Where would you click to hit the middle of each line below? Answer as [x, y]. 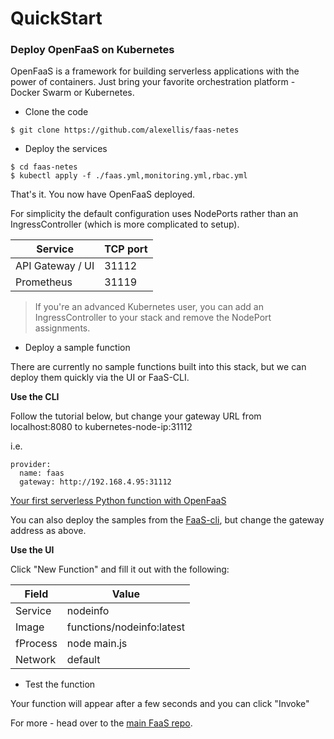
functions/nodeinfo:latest [125, 627]
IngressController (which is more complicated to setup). [125, 224]
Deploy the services [66, 149]
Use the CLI [35, 397]
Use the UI [32, 550]
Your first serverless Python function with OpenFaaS [118, 501]
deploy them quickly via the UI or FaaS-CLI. [100, 378]
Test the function [60, 684]
